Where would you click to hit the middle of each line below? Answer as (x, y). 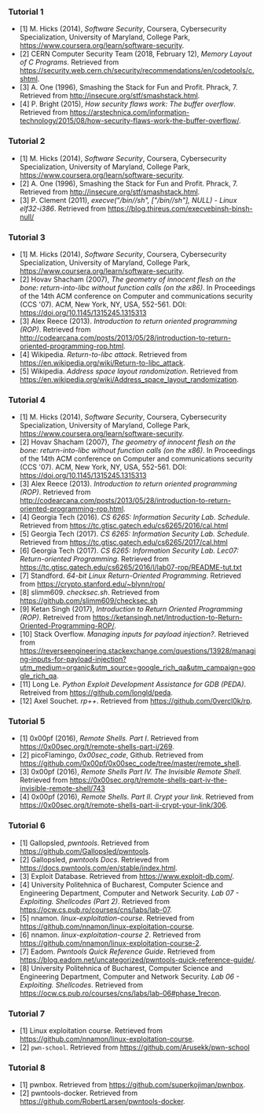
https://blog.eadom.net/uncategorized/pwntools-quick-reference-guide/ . (137, 960)
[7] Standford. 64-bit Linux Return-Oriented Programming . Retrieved (130, 575)
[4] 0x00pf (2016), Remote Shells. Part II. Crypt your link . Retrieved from (136, 797)
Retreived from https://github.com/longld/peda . (96, 693)
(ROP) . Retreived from (55, 618)
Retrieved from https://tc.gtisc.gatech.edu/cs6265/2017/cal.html (123, 542)
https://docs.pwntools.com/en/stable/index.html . (99, 868)
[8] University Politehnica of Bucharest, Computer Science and (121, 968)
